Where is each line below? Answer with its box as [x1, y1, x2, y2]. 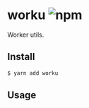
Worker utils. [7, 30, 44, 39]
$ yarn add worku [7, 69, 59, 77]
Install [7, 51, 35, 63]
